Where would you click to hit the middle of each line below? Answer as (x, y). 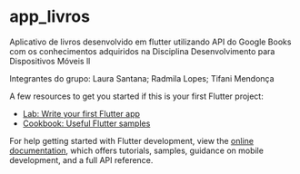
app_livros (50, 17)
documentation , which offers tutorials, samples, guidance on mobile (136, 150)
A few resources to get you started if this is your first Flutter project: (136, 96)
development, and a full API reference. (81, 159)
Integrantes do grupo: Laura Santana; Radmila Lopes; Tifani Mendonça (142, 78)
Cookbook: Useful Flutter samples (86, 123)
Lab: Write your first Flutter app (81, 113)
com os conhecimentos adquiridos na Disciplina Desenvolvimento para (142, 51)
